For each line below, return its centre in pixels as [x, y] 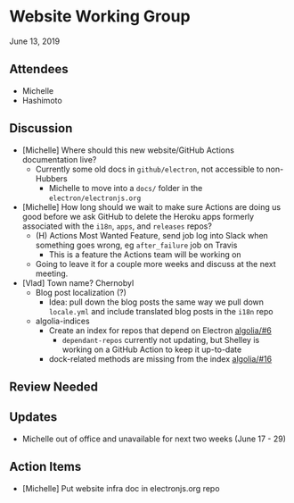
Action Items [45, 467]
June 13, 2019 [35, 41]
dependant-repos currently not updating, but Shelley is [161, 340]
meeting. [52, 273]
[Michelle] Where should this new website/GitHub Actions [128, 150]
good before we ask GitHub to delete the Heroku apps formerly [138, 216]
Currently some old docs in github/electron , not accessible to [150, 169]
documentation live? [59, 159]
